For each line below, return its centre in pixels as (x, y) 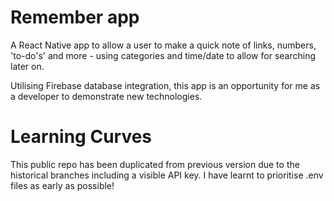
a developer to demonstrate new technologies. (106, 96)
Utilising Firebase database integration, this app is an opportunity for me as (165, 85)
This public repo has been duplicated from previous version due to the (155, 164)
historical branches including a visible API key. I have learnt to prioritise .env (167, 175)
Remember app (75, 17)
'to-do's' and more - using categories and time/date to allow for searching (163, 55)
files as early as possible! (62, 185)
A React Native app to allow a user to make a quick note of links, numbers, (163, 45)
